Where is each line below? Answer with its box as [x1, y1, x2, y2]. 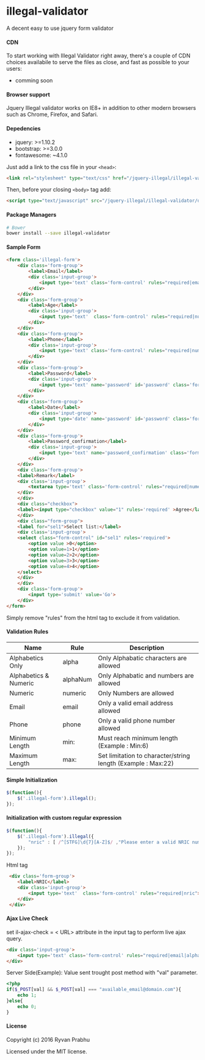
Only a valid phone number [98, 716, 176, 724]
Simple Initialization [6, 776, 58, 784]
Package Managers [6, 211, 57, 218]
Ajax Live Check [6, 915, 49, 922]
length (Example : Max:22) [98, 759, 174, 767]
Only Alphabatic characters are [98, 654, 187, 662]
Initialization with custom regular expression [6, 814, 122, 821]
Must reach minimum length [98, 734, 178, 742]
